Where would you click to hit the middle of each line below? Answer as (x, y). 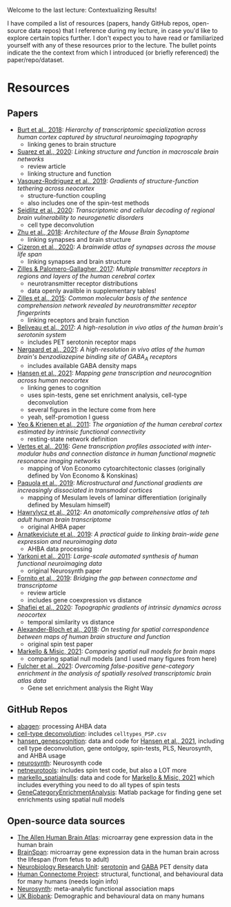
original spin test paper (60, 644)
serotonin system (42, 335)
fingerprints (34, 313)
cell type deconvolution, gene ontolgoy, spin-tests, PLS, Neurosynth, (114, 748)
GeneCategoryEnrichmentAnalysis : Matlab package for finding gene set (119, 792)
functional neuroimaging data (59, 563)
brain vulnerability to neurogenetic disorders (80, 217)
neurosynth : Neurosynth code (60, 763)
